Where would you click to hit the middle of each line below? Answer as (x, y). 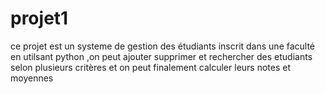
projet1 (39, 18)
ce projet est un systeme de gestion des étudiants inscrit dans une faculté (163, 46)
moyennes (32, 78)
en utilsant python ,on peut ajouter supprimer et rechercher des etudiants (161, 56)
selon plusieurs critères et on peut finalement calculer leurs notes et (151, 67)
